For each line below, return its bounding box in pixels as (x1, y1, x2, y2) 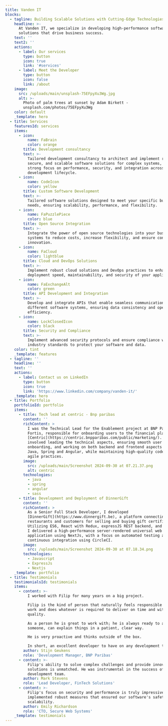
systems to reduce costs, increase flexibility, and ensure (27, 235, 155, 240)
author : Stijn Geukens (23, 648, 70, 653)
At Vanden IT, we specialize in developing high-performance (18, 26, 149, 31)
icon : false (23, 77, 48, 82)
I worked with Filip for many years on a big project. (27, 593, 144, 598)
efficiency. (27, 310, 52, 315)
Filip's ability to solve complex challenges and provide (27, 662, 151, 667)
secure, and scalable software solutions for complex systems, (27, 161, 162, 166)
